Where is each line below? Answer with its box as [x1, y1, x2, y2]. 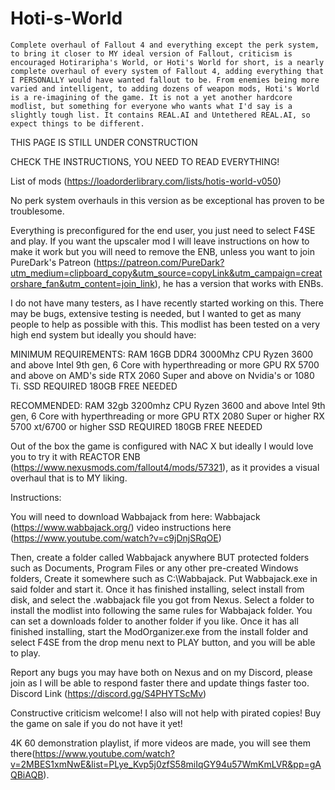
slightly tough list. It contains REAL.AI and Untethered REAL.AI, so [10, 110, 311, 120]
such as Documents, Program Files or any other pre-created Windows [10, 562, 299, 574]
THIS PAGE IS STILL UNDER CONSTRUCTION [10, 136, 198, 148]
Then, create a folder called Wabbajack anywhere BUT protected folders [10, 551, 310, 563]
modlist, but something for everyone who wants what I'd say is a [10, 101, 293, 111]
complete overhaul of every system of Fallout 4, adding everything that [10, 66, 325, 76]
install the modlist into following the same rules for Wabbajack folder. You [10, 604, 313, 616]
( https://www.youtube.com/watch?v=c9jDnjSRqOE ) [10, 532, 222, 544]
